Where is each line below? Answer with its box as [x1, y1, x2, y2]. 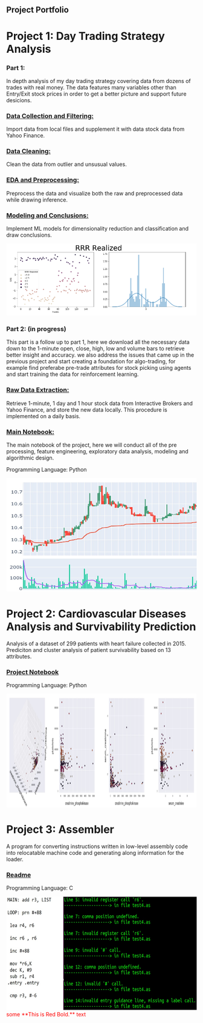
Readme [6, 871, 31, 880]
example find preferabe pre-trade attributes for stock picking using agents [6, 364, 192, 372]
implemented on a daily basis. [6, 412, 80, 419]
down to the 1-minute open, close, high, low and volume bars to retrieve [6, 345, 185, 352]
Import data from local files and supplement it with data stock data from [6, 125, 185, 133]
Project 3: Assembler [6, 823, 115, 837]
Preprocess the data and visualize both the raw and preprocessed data [6, 189, 183, 197]
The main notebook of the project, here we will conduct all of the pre [6, 441, 177, 449]
